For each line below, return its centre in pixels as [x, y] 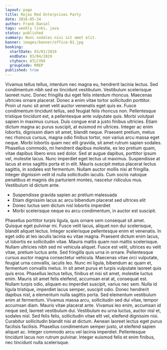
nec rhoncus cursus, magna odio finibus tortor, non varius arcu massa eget [82, 137]
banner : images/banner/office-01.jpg [44, 42]
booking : [14, 47]
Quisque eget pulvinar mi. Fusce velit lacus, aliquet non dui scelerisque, [79, 226]
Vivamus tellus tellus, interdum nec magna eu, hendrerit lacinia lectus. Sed [82, 84]
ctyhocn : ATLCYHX [28, 61]
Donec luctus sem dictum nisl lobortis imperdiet [61, 205]
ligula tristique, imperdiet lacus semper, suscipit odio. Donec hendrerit [77, 289]
